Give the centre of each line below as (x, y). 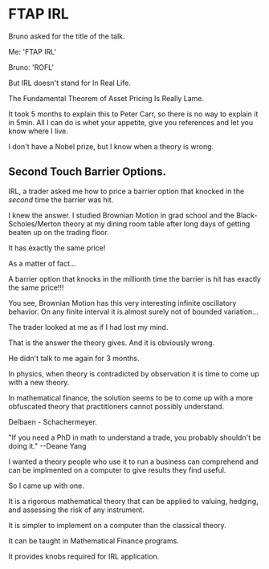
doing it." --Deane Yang (47, 445)
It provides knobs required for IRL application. (84, 556)
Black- (247, 215)
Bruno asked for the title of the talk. (67, 36)
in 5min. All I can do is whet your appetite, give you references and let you (131, 122)
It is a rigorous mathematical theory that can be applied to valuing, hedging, (133, 501)
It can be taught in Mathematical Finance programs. (94, 541)
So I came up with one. (46, 486)
